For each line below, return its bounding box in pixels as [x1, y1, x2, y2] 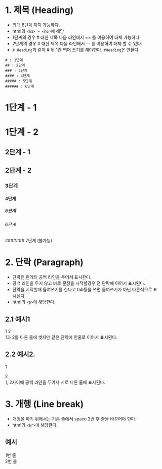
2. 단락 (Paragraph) [5, 257, 84, 268]
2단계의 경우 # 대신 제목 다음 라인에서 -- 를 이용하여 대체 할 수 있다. [12, 40, 143, 46]
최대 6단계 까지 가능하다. [12, 22, 60, 28]
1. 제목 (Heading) [5, 4, 74, 16]
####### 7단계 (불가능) [5, 238, 53, 244]
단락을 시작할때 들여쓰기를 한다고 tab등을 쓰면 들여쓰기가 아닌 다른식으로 [12, 286, 152, 293]
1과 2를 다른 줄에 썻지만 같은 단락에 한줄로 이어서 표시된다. [5, 334, 118, 340]
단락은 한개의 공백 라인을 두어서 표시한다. [12, 274, 92, 280]
